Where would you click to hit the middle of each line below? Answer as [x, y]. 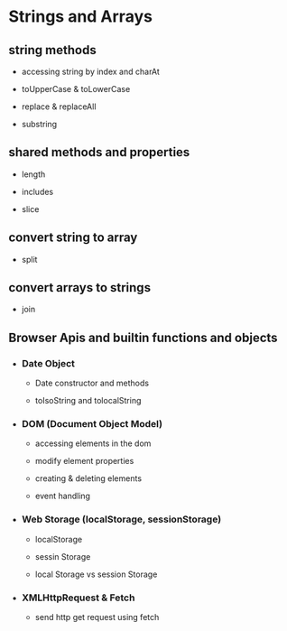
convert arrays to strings [79, 288]
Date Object [48, 363]
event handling [63, 496]
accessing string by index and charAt [90, 71]
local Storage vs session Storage [96, 574]
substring [39, 124]
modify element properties [84, 461]
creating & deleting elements [88, 478]
